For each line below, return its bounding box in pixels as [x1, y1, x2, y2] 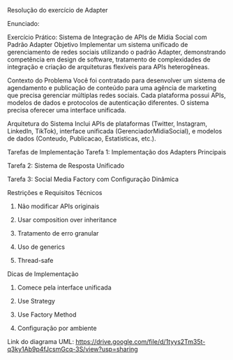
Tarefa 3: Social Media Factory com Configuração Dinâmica [7, 175, 179, 183]
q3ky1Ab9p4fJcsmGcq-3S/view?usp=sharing [7, 345, 138, 353]
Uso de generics [17, 243, 65, 251]
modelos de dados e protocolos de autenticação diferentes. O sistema [7, 99, 209, 107]
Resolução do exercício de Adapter [7, 6, 108, 14]
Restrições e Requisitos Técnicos [7, 189, 103, 196]
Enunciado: [7, 20, 40, 27]
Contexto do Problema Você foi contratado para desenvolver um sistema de [7, 76, 225, 85]
